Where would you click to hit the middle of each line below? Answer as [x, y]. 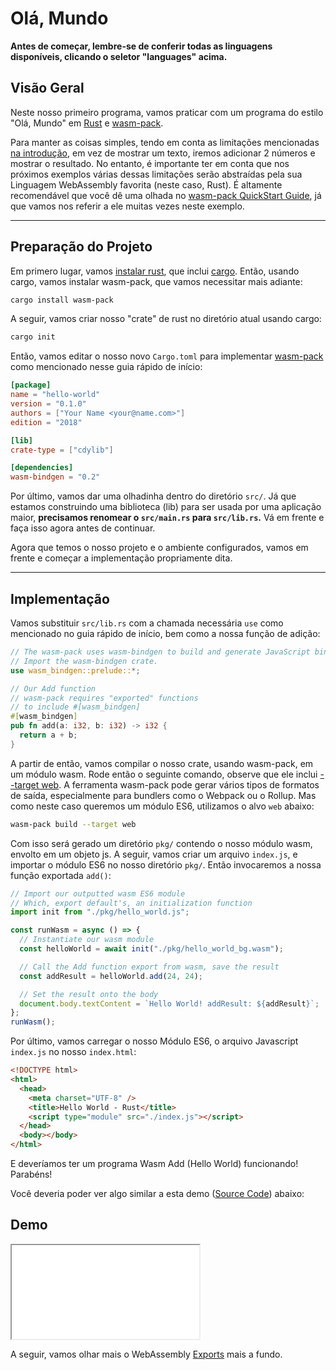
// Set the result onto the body [89, 994]
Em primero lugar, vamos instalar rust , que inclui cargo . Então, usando [155, 271]
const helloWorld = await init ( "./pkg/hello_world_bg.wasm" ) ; [151, 949]
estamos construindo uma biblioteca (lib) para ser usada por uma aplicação [166, 507]
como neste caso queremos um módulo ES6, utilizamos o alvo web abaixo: [162, 806]
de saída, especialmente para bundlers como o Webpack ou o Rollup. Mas [163, 795]
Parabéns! [31, 1174]
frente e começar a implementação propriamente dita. [121, 558]
